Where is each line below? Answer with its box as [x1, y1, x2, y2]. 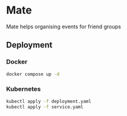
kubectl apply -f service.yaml [6, 104, 84, 110]
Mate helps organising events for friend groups [6, 23, 122, 30]
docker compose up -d [6, 71, 60, 77]
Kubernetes [6, 85, 41, 93]
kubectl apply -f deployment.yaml [6, 98, 92, 104]
